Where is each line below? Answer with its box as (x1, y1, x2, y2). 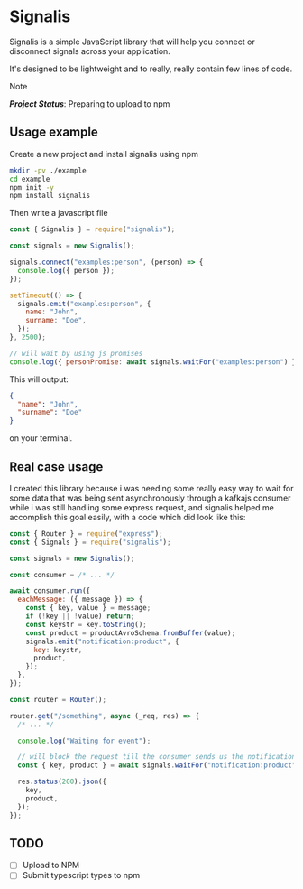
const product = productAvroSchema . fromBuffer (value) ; (25, 628, 236, 638)
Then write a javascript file (9, 208, 108, 219)
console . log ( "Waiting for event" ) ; (17, 736, 151, 745)
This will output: (9, 373, 69, 385)
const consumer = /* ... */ (9, 570, 115, 579)
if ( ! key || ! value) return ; (25, 612, 135, 621)
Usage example (9, 125, 99, 140)
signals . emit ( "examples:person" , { (17, 299, 151, 308)
